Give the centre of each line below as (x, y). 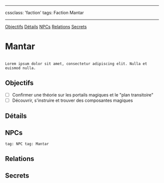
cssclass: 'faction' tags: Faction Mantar (44, 12)
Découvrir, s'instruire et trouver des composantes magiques (72, 100)
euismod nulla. (20, 68)
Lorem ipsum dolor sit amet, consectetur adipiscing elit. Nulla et (76, 64)
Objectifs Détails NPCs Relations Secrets (46, 27)
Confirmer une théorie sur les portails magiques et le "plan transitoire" (83, 95)
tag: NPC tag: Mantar (27, 144)
